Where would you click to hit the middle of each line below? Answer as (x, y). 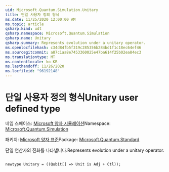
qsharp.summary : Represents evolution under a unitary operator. (75, 43)
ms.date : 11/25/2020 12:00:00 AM (40, 19)
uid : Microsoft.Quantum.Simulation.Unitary (52, 10)
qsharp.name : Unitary (28, 38)
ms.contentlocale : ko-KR (31, 62)
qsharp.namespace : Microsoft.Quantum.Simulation (57, 33)
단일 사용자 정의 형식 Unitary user (72, 98)
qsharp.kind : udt (24, 29)
